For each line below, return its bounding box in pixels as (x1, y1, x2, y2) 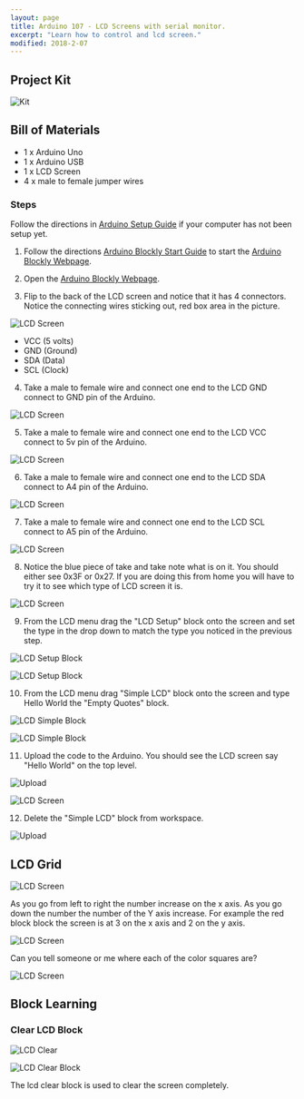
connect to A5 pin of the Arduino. (23, 526, 149, 537)
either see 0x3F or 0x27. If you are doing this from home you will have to (23, 571, 295, 582)
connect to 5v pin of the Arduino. (23, 437, 148, 447)
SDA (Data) (23, 355, 66, 366)
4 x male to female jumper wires (23, 175, 144, 186)
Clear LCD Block (10, 1024, 83, 1036)
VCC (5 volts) (23, 336, 74, 347)
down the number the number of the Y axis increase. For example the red (10, 908, 285, 918)
